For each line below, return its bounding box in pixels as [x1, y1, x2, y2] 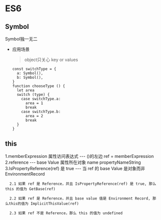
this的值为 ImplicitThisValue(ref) [8, 201, 79, 206]
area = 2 [25, 113, 44, 118]
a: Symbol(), [17, 71, 44, 76]
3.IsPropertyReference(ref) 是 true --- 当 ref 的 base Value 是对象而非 [5, 165, 145, 171]
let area [17, 88, 35, 93]
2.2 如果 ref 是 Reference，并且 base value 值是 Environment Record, [9, 196, 151, 201]
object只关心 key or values [24, 57, 78, 63]
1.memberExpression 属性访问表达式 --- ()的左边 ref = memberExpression [5, 153, 154, 159]
